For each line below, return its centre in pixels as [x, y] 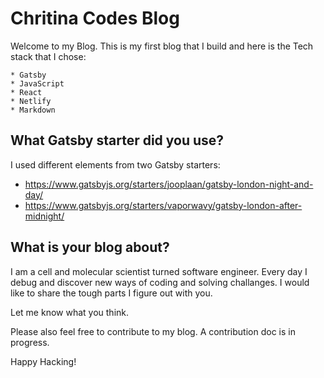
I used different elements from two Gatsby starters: [115, 164]
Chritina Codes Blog [95, 18]
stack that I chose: [48, 56]
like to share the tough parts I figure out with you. [111, 293]
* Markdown [33, 110]
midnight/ [44, 216]
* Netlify [31, 101]
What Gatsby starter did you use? [117, 140]
